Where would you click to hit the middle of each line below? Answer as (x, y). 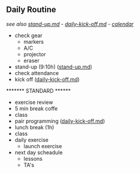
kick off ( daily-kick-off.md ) (47, 79)
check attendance (37, 73)
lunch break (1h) (34, 127)
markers (34, 41)
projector (35, 54)
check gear (28, 35)
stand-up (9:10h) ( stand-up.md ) (53, 67)
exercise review (34, 102)
